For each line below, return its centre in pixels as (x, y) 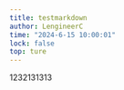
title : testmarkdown (49, 18)
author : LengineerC (46, 26)
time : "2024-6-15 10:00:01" (63, 35)
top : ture (28, 52)
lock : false (32, 43)
